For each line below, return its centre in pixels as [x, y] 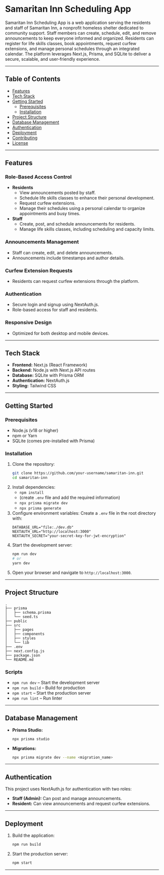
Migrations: [24, 748]
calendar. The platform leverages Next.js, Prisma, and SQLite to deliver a [78, 54]
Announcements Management [42, 242]
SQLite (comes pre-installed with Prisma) [53, 441]
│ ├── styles [20, 638]
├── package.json [23, 655]
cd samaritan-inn [30, 478]
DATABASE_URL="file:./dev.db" [43, 527]
